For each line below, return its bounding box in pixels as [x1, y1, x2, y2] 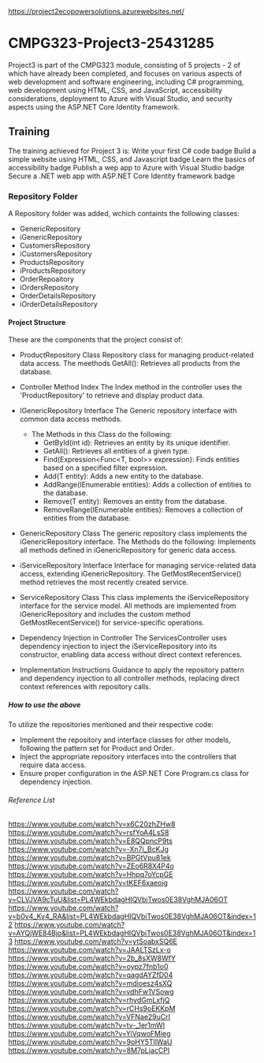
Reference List [8, 795, 55, 804]
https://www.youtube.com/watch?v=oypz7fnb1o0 [8, 962, 169, 972]
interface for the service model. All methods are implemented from [19, 601, 236, 610]
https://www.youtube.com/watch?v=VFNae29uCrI [8, 1013, 171, 1022]
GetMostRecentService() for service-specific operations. [19, 618, 205, 628]
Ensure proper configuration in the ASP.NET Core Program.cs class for [19, 769, 250, 778]
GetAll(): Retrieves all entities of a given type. [43, 446, 190, 456]
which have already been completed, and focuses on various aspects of [8, 69, 243, 78]
